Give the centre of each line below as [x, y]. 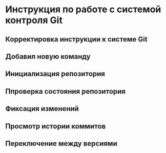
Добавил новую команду [48, 57]
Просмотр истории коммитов [56, 126]
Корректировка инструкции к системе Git [76, 39]
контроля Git [34, 20]
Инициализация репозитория [55, 74]
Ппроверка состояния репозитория [65, 91]
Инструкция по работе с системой [83, 9]
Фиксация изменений [42, 109]
